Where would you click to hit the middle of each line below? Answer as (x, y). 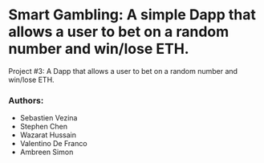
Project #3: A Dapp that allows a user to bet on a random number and (123, 71)
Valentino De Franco (53, 144)
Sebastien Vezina (49, 118)
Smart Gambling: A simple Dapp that (132, 15)
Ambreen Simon (47, 152)
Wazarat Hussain (48, 135)
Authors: (26, 100)
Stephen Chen (44, 127)
